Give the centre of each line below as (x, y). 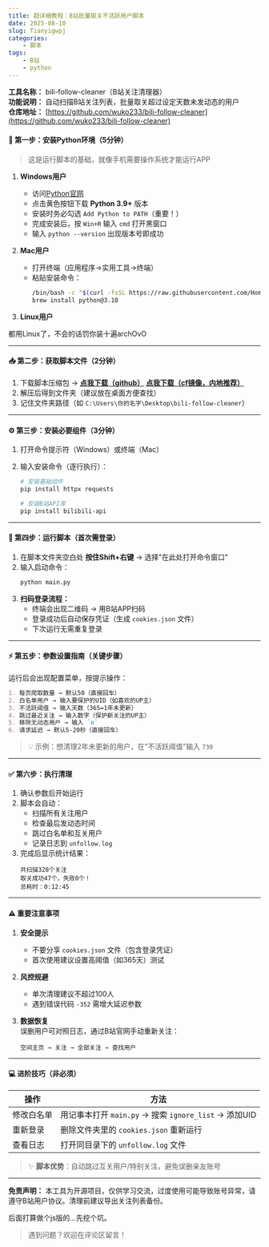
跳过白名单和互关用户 (67, 833)
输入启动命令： (44, 567)
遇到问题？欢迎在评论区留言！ (77, 1234)
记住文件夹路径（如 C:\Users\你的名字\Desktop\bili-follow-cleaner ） (134, 402)
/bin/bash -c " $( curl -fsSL (78, 293)
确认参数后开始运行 (52, 793)
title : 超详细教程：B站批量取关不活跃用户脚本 (76, 16)
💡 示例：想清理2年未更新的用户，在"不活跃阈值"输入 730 (120, 747)
